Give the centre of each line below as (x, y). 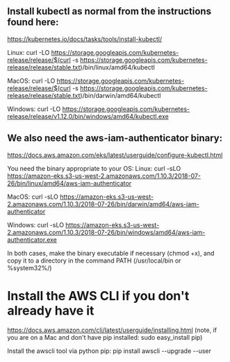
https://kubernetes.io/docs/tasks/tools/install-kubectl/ (84, 39)
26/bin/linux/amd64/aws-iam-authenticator (69, 183)
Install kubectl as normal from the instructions (109, 11)
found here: (33, 23)
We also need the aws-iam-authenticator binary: (115, 138)
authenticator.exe (32, 240)
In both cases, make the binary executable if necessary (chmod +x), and (111, 253)
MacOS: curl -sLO (33, 197)
